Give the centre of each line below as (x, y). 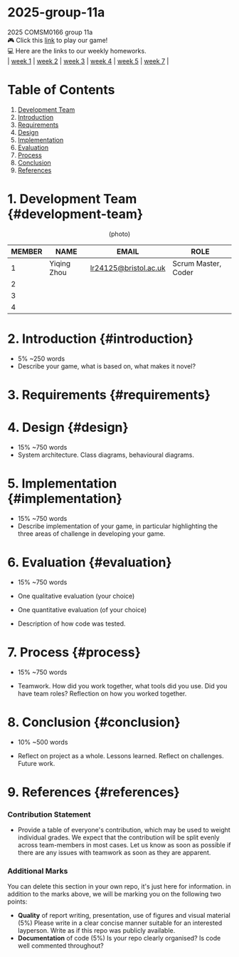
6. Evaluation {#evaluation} (90, 562)
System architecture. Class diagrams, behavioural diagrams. (106, 455)
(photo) (119, 234)
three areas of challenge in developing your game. (91, 533)
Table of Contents (61, 90)
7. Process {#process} (74, 652)
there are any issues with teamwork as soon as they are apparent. (114, 853)
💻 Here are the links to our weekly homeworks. (77, 51)
